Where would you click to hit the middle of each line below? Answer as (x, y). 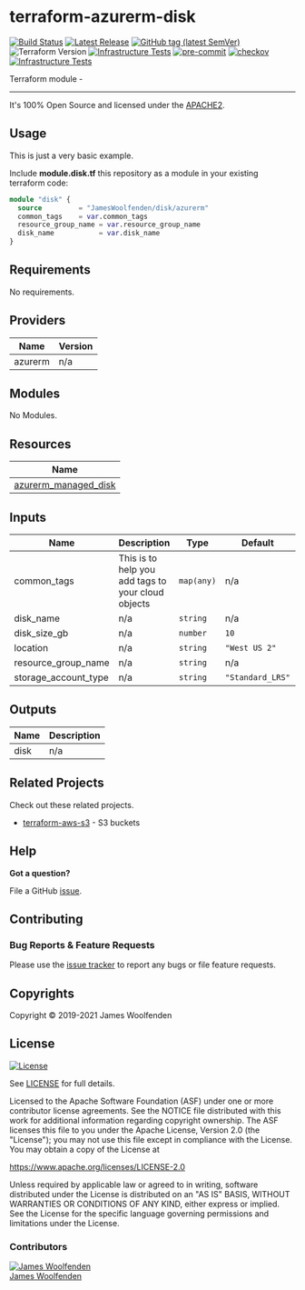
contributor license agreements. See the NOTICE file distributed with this (145, 1110)
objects (134, 604)
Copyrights (42, 993)
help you (137, 570)
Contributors (39, 1246)
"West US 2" (251, 648)
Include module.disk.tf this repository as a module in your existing (134, 173)
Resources (40, 444)
